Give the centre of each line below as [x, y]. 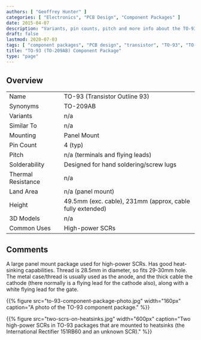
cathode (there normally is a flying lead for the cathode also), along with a [97, 283]
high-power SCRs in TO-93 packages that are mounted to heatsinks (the [96, 325]
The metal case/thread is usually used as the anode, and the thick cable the [100, 277]
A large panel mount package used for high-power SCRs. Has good [89, 264]
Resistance [25, 182]
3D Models [25, 218]
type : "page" [22, 56]
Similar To [23, 126]
